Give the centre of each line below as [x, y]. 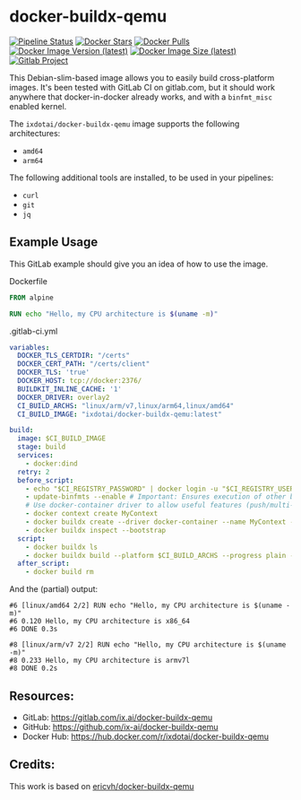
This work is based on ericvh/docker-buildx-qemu [102, 786]
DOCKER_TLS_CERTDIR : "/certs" [73, 356]
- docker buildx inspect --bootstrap [96, 530]
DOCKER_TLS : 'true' [54, 373]
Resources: [42, 696]
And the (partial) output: [54, 589]
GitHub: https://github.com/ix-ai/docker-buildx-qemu [120, 726]
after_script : [43, 564]
